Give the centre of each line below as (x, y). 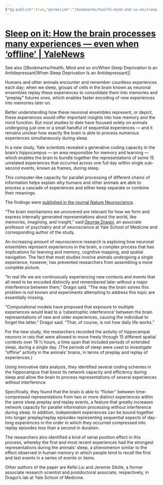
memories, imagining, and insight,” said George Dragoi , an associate (73, 222)
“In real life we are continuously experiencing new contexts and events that (80, 276)
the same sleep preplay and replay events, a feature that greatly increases (79, 402)
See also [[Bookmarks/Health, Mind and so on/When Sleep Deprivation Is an (81, 67)
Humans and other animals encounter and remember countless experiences (81, 82)
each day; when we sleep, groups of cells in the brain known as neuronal (78, 87)
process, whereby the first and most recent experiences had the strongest (79, 442)
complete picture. (23, 267)
